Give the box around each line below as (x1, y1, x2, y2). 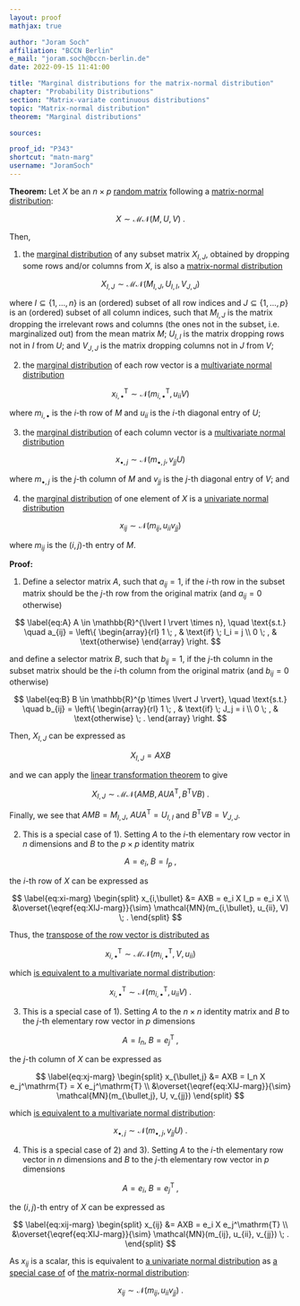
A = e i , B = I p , (124, 856, 177, 868)
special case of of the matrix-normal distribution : (9, 1267, 190, 1278)
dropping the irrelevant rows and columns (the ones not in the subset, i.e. (9, 319, 280, 330)
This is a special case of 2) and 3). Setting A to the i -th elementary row (21, 1145, 284, 1155)
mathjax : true (9, 22, 63, 30)
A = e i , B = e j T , (122, 1180, 179, 1196)
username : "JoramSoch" (9, 161, 94, 170)
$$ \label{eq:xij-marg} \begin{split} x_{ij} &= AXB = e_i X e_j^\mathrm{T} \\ (13, 1219, 288, 1230)
